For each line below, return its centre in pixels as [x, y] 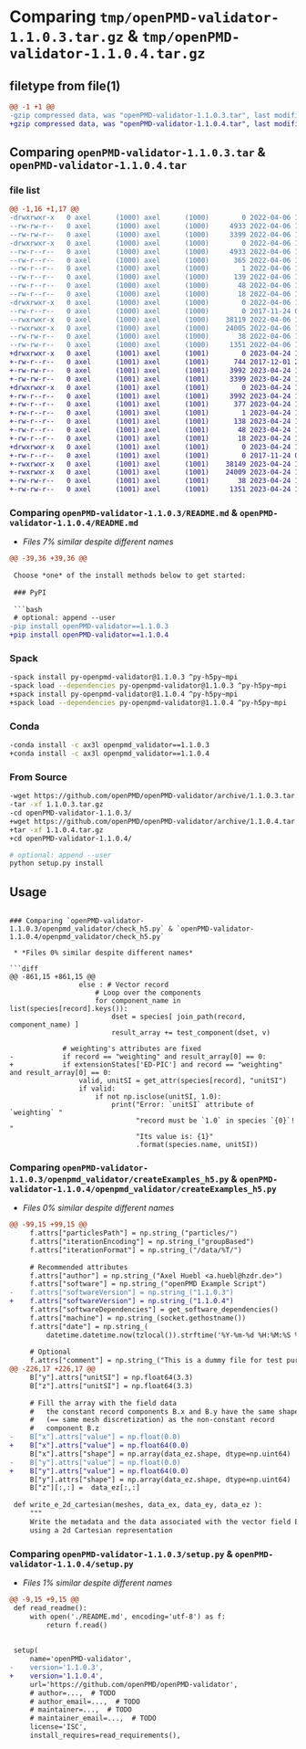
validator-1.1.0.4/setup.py [71, 1564]
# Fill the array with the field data [103, 1403]
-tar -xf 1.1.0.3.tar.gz [56, 805]
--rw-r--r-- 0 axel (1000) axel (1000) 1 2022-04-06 [150, 269]
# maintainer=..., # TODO [81, 1710]
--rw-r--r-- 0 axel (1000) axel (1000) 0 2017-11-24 [150, 311]
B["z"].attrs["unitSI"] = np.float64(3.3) [112, 1386]
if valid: [97, 1089]
